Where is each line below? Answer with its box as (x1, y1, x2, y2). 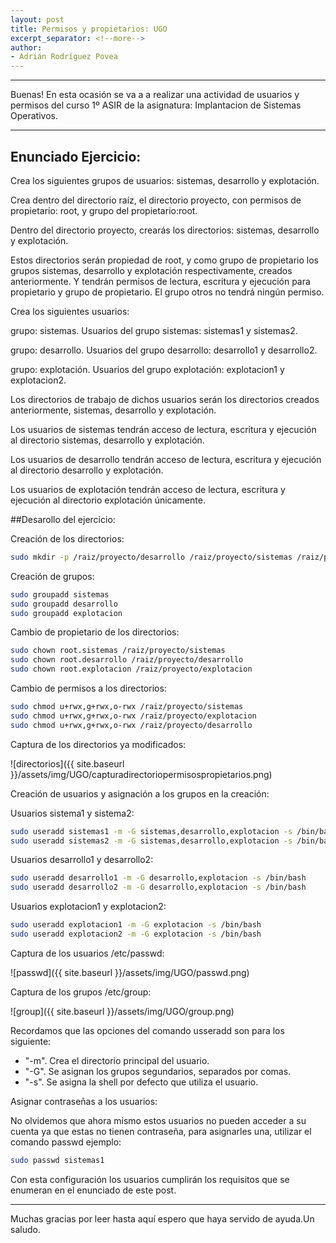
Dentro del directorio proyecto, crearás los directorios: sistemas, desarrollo (10, 224, 320, 236)
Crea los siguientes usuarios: (10, 305, 130, 317)
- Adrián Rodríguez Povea (10, 52, 118, 62)
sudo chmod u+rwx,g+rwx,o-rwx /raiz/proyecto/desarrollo (10, 720, 253, 730)
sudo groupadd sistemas (10, 589, 110, 600)
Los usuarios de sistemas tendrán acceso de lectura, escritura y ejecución (10, 423, 317, 435)
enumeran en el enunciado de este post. (10, 1184, 177, 1196)
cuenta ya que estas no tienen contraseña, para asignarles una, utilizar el (10, 1125, 312, 1137)
